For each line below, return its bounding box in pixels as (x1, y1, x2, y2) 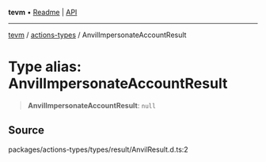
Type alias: (8, 58, 82, 76)
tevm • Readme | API (8, 8, 78, 17)
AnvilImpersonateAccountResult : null (27, 100, 156, 110)
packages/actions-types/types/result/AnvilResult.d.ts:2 (8, 145, 188, 154)
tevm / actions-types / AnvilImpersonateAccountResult (8, 30, 187, 40)
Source (8, 123, 45, 138)
